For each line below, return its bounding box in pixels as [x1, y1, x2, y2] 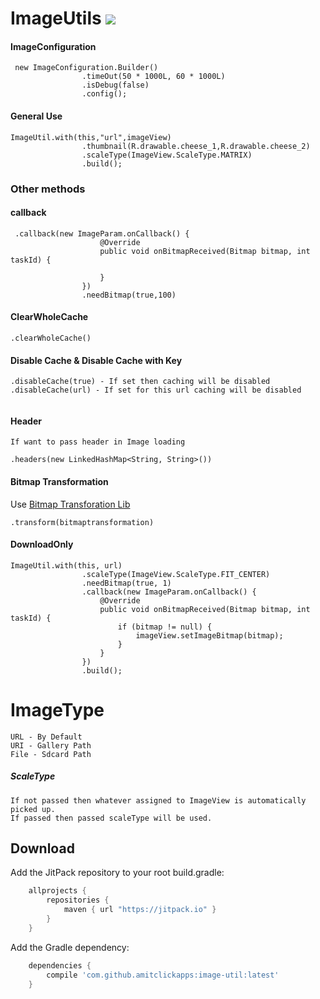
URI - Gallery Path [10, 740, 92, 751]
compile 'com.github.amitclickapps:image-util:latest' [46, 970, 280, 980]
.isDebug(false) [81, 80, 150, 91]
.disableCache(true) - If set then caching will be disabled [10, 377, 271, 387]
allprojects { [28, 886, 87, 896]
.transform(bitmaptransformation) [10, 517, 155, 527]
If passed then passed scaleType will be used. [10, 813, 213, 823]
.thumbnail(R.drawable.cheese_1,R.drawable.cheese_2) [81, 141, 311, 151]
